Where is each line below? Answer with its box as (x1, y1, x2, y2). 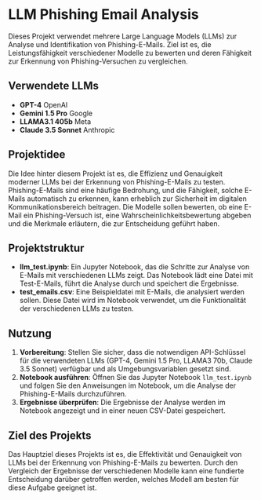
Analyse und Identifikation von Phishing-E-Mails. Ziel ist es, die (8, 39, 212, 49)
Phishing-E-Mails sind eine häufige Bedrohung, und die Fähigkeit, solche (8, 185, 243, 195)
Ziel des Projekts (8, 429, 92, 442)
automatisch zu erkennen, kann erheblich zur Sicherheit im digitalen (27, 194, 247, 203)
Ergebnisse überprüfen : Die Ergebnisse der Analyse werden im (19, 398, 226, 407)
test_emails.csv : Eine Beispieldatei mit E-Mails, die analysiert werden (19, 287, 245, 297)
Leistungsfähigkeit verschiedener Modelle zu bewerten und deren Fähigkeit (8, 48, 252, 57)
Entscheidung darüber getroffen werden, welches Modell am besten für (8, 475, 239, 484)
